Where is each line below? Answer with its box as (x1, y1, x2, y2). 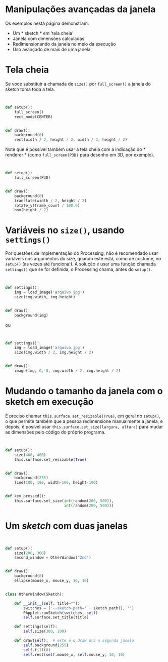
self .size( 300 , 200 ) (23, 629, 67, 634)
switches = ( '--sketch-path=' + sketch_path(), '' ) (23, 605, 135, 611)
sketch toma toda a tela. (5, 86, 55, 92)
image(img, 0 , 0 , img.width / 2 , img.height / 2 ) (14, 368, 121, 373)
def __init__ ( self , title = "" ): (14, 601, 80, 606)
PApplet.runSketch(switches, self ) (23, 610, 98, 615)
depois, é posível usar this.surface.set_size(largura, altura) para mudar (5, 423, 163, 430)
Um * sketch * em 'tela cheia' (12, 30, 74, 36)
